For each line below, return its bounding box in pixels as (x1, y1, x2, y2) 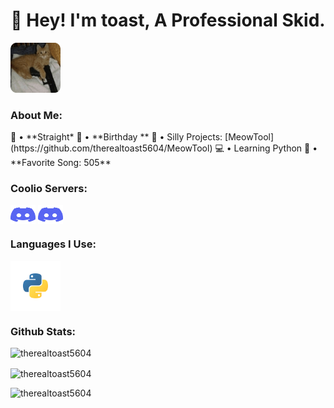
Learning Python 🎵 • (233, 142, 318, 154)
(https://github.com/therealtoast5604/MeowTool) (10, 142, 213, 154)
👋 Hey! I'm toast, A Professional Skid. (10, 9, 326, 32)
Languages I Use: (10, 237, 97, 251)
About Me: (10, 108, 63, 122)
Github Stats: (10, 324, 77, 338)
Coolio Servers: (10, 182, 88, 196)
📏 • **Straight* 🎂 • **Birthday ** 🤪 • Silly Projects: (10, 131, 223, 143)
